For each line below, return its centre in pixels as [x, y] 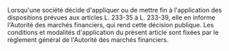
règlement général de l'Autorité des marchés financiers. [88, 40]
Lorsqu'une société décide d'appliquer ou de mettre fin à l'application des [114, 10]
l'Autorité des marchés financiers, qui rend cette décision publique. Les [111, 25]
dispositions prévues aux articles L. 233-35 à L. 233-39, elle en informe [111, 17]
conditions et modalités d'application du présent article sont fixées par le [113, 32]
